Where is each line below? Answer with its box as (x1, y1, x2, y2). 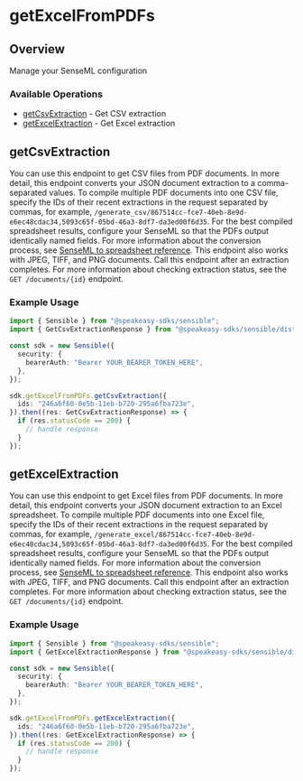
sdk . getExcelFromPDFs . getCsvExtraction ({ (9, 391, 168, 400)
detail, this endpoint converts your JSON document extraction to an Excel (9, 500, 282, 511)
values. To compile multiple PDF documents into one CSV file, (49, 187, 279, 199)
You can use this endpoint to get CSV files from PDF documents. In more (9, 168, 280, 179)
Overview (9, 42, 66, 57)
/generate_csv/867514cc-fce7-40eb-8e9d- (94, 209, 248, 218)
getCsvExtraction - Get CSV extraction (22, 108, 167, 119)
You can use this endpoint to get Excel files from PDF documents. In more (9, 490, 284, 501)
